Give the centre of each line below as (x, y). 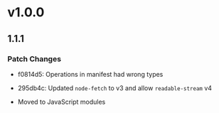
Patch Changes (34, 59)
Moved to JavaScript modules (62, 102)
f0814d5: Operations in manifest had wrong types (90, 74)
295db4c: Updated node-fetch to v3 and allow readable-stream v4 (114, 88)
